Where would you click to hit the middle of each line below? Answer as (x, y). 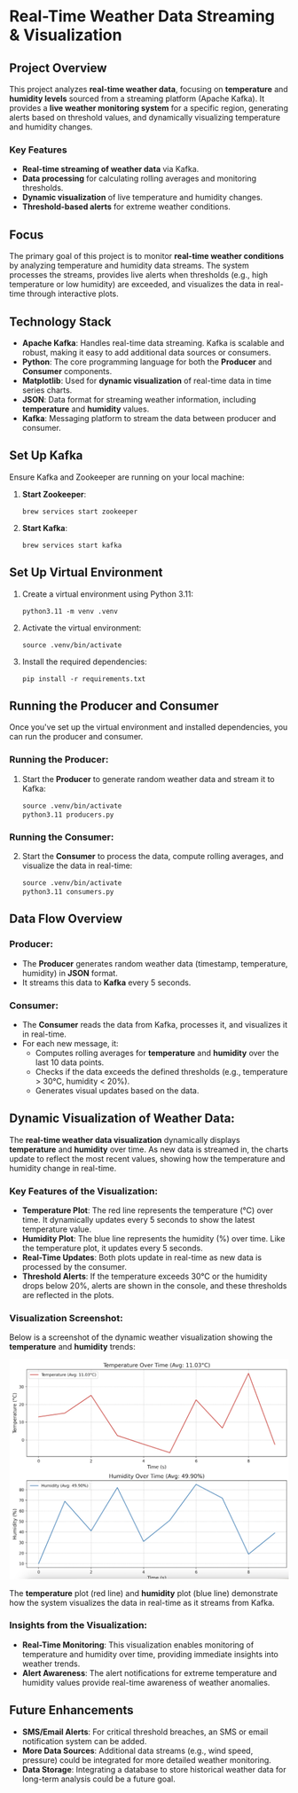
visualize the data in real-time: (77, 865)
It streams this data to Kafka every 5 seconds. (106, 983)
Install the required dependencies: (85, 662)
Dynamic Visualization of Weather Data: (122, 1119)
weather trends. (51, 1664)
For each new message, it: (70, 1043)
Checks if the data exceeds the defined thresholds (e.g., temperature (161, 1071)
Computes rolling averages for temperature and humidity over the (157, 1053)
